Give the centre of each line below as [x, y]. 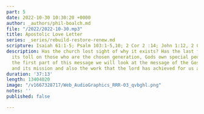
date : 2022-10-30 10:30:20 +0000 [49, 18]
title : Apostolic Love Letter [45, 35]
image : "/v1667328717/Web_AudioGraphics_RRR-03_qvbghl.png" [84, 85]
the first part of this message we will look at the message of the [100, 62]
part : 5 [16, 12]
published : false [28, 96]
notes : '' [19, 91]
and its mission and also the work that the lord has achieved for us [103, 68]
